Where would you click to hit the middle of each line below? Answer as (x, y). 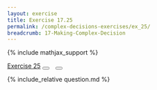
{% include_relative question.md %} (59, 80)
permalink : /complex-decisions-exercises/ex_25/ (79, 26)
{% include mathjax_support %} (53, 53)
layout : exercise (32, 13)
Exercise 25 (24, 66)
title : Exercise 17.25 (40, 20)
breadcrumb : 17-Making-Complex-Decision (67, 33)
